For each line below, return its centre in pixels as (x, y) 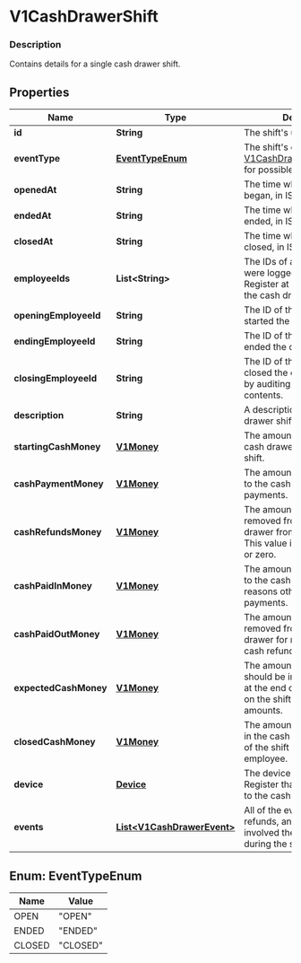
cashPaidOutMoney (57, 635)
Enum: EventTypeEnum (76, 875)
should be (264, 677)
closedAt (34, 241)
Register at (266, 285)
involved (261, 833)
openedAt (35, 190)
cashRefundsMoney (58, 532)
